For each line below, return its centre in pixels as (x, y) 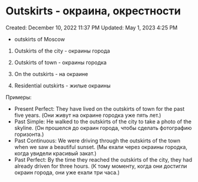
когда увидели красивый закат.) (55, 153)
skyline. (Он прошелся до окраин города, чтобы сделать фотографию (103, 128)
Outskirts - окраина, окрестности (93, 11)
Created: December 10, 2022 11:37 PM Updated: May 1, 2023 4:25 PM (92, 28)
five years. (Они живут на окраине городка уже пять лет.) (88, 115)
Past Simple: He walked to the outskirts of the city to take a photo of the (103, 122)
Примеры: (19, 97)
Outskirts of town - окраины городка (60, 62)
